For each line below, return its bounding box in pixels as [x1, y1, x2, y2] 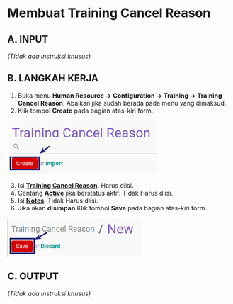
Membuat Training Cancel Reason [7, 5, 211, 21]
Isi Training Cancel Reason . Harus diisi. [17, 181, 134, 189]
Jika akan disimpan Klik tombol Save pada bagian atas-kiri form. [17, 203, 208, 212]
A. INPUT [7, 33, 48, 45]
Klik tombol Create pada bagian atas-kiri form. [17, 106, 154, 115]
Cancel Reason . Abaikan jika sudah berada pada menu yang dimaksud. [17, 98, 227, 107]
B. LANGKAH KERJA [7, 72, 99, 84]
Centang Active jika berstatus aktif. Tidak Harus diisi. [17, 188, 174, 197]
